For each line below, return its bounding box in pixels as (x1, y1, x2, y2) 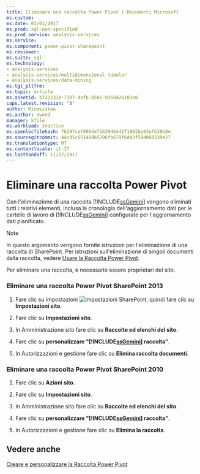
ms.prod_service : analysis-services (6, 32, 100, 38)
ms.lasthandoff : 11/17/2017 (6, 151, 78, 158)
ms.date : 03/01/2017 (6, 20, 59, 26)
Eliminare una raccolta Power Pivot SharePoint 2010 (6, 365, 164, 373)
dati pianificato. (6, 218, 46, 225)
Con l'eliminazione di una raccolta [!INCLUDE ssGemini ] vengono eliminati (6, 198, 191, 205)
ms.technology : (6, 60, 45, 66)
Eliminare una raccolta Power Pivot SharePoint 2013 (6, 281, 163, 290)
